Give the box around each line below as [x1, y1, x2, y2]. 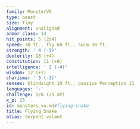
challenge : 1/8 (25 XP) [6, 92, 66, 97]
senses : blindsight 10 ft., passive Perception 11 [6, 81, 135, 87]
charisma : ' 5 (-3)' [6, 75, 58, 81]
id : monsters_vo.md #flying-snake [6, 102, 89, 109]
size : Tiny [6, 20, 33, 26]
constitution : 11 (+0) [6, 58, 63, 64]
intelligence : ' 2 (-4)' [6, 64, 68, 70]
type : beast [6, 14, 36, 20]
